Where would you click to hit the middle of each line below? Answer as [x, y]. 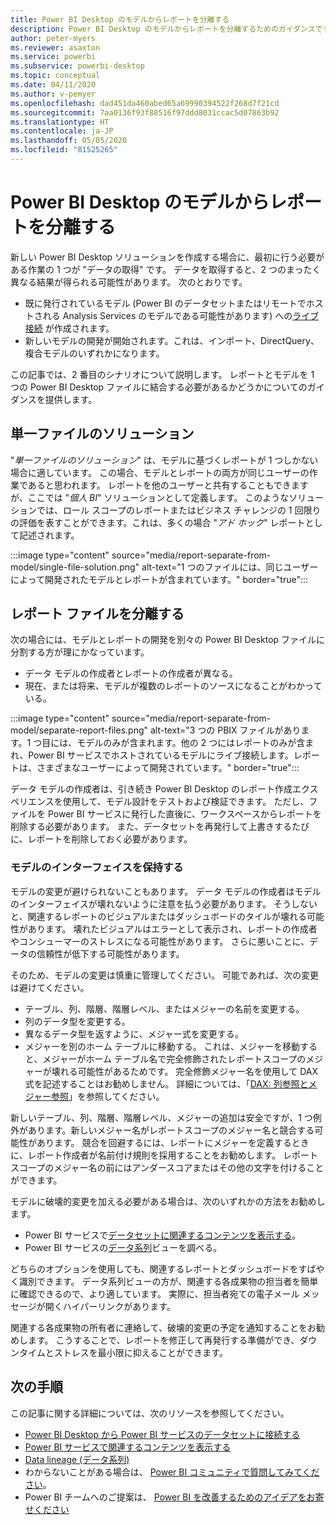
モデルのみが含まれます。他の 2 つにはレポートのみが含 [191, 743]
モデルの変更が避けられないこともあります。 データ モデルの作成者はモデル [166, 891]
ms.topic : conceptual [55, 76]
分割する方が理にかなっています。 [80, 652]
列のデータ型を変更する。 [77, 1021]
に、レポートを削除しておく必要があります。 [101, 839]
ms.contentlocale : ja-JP [62, 131]
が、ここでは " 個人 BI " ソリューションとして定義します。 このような [150, 497]
